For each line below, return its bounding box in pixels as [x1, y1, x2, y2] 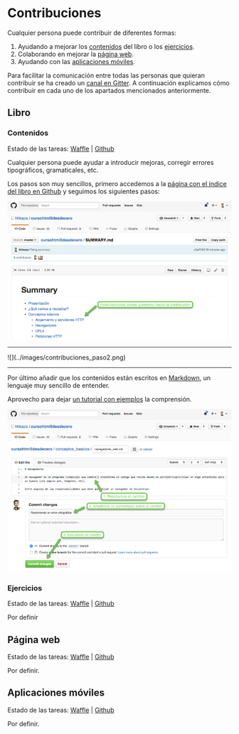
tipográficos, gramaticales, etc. [7, 166, 99, 174]
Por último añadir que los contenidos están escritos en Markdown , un [7, 374, 211, 382]
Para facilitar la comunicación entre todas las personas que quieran [7, 71, 205, 80]
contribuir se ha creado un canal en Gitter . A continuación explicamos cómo [7, 78, 230, 87]
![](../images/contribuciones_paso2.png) [7, 353, 126, 362]
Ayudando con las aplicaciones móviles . [17, 57, 135, 65]
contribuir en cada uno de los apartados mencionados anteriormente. [7, 86, 211, 95]
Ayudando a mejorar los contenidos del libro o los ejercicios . [17, 42, 195, 50]
